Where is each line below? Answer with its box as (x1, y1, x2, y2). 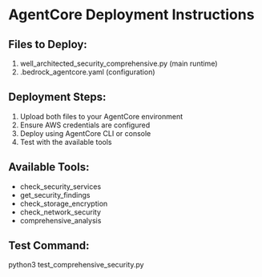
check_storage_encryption (19, 199, 108, 208)
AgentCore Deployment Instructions (8, 6, 255, 24)
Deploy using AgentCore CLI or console (19, 128, 151, 138)
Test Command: (8, 239, 90, 253)
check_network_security (19, 207, 102, 217)
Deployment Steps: (8, 90, 107, 104)
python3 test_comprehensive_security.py (8, 260, 144, 270)
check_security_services (19, 182, 102, 191)
